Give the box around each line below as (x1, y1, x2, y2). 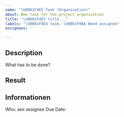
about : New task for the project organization (5, 12, 104, 17)
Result (5, 76, 26, 85)
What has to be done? (5, 62, 50, 68)
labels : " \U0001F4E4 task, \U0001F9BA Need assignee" (5, 21, 120, 26)
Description (5, 48, 42, 57)
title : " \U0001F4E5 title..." (5, 16, 68, 21)
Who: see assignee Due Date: (5, 107, 66, 113)
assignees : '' (5, 26, 35, 31)
